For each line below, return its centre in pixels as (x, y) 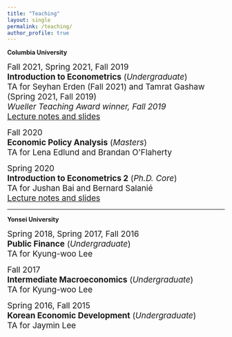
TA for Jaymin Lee (42, 326)
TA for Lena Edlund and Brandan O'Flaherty (90, 153)
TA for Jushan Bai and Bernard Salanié (80, 189)
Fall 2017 (24, 270)
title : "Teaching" (33, 13)
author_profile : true (38, 33)
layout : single (29, 20)
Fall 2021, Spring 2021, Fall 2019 (68, 67)
